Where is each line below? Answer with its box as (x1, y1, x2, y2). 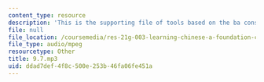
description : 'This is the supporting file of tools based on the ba (8, 19, 241, 27)
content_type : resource (8, 11, 86, 20)
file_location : (8, 33, 58, 41)
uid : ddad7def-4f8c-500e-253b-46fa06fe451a (8, 62, 153, 70)
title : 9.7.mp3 (8, 55, 58, 63)
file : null (8, 26, 44, 34)
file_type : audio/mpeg (8, 41, 82, 48)
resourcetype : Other (8, 48, 76, 55)
